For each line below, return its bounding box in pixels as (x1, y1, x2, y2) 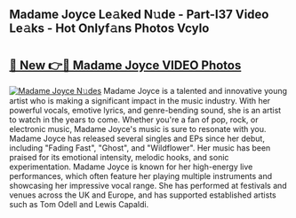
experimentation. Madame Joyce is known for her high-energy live (9, 161, 253, 172)
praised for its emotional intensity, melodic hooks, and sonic (9, 152, 229, 162)
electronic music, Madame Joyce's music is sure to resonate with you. (9, 124, 267, 134)
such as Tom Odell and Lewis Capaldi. (9, 199, 149, 209)
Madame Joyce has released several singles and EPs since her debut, (9, 133, 265, 144)
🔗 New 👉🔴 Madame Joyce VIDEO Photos (9, 58, 242, 73)
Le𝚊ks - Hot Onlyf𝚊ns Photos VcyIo (9, 21, 210, 36)
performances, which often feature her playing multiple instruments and (9, 171, 273, 181)
